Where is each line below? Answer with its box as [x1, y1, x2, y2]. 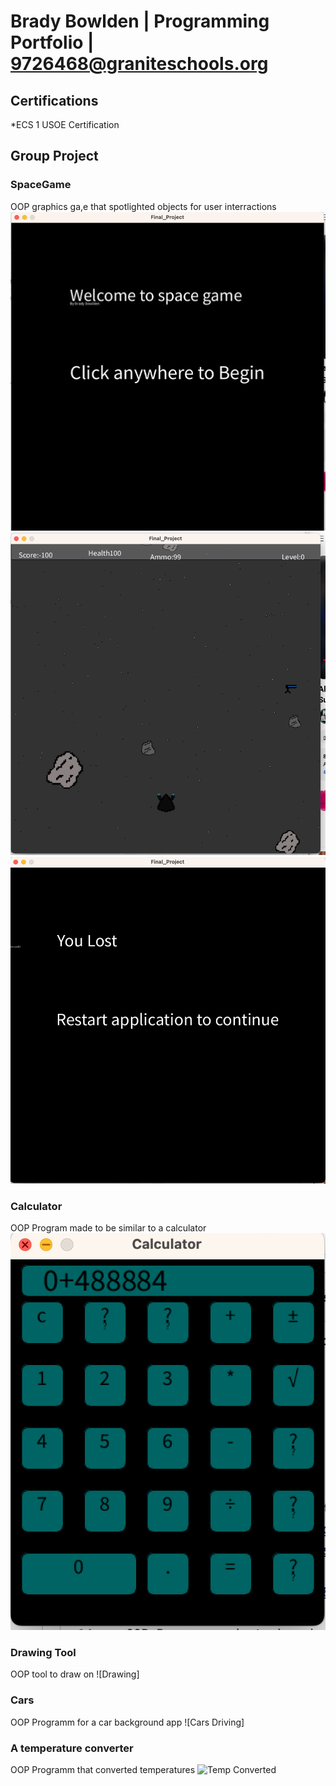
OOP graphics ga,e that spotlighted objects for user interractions [10, 200, 277, 212]
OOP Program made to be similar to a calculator [10, 1222, 207, 1234]
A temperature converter [10, 1741, 134, 1755]
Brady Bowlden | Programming [10, 10, 270, 33]
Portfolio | [10, 31, 95, 54]
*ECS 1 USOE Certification [10, 119, 120, 130]
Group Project [10, 148, 99, 165]
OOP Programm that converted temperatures [10, 1763, 196, 1775]
